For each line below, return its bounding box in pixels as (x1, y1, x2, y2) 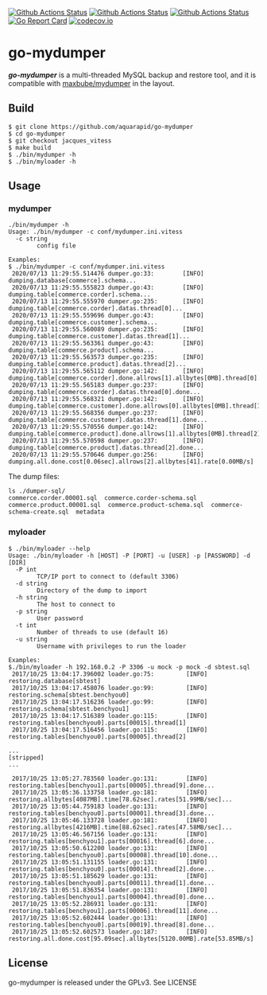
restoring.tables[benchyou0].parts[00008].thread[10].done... (8, 851, 219, 859)
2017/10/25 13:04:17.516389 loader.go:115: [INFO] (11, 712, 208, 720)
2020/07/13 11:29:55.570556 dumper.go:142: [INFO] (11, 423, 204, 431)
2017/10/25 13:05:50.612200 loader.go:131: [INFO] (11, 844, 208, 852)
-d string (15, 579, 48, 587)
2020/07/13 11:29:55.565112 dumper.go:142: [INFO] (11, 367, 204, 376)
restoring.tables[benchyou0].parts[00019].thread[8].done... (8, 920, 215, 929)
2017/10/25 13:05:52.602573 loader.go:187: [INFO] (11, 927, 208, 935)
